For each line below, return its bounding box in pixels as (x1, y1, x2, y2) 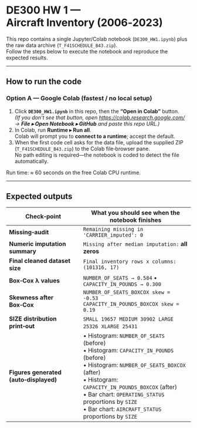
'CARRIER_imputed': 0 (83, 232, 144, 238)
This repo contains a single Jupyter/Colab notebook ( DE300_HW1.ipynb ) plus (6, 35, 188, 42)
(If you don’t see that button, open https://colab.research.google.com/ (14, 114, 185, 121)
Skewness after (9, 294, 54, 302)
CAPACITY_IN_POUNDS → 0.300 (83, 281, 161, 288)
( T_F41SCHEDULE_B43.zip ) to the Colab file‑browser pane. (14, 145, 151, 152)
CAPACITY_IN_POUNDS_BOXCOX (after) (83, 383, 178, 391)
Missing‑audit (9, 228, 49, 237)
